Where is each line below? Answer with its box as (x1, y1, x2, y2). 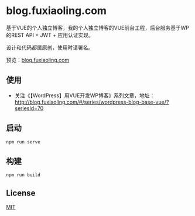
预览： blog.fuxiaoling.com (6, 56, 70, 63)
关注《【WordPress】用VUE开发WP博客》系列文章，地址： (14, 92, 155, 99)
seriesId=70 (14, 104, 44, 112)
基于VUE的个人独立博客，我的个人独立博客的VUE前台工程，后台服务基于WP (6, 24, 189, 31)
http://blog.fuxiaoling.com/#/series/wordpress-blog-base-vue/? (14, 98, 169, 105)
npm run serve (6, 139, 41, 145)
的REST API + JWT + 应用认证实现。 (6, 31, 94, 39)
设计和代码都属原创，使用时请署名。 (6, 44, 94, 51)
